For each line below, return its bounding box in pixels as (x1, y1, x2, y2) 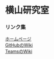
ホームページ (5, 36, 31, 42)
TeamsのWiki (5, 48, 32, 54)
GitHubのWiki (5, 42, 33, 48)
